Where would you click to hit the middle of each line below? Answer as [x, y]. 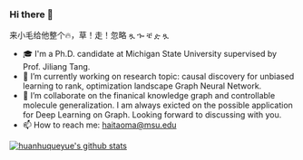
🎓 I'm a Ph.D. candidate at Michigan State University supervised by [150, 54]
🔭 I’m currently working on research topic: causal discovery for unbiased [158, 77]
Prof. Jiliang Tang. [56, 67]
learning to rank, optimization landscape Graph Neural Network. [142, 86]
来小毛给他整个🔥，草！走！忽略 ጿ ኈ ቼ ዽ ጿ [89, 35]
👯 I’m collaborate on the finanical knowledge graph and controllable [149, 96]
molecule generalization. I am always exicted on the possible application [157, 105]
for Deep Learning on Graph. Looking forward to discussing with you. [152, 115]
